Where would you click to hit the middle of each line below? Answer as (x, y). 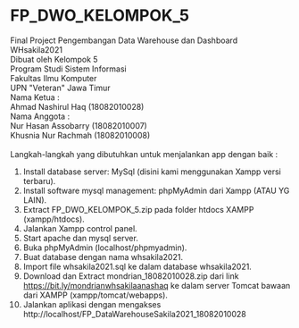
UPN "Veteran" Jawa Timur (60, 88)
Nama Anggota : (40, 116)
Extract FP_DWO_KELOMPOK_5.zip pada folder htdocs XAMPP (138, 209)
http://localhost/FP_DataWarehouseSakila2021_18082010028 (134, 314)
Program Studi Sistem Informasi (69, 69)
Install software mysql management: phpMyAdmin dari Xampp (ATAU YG (156, 190)
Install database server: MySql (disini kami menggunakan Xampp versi (152, 172)
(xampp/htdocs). (54, 219)
